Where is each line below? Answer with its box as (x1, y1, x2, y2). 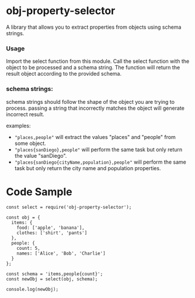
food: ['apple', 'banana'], (16, 225, 85, 231)
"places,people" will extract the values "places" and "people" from (14, 133, 176, 140)
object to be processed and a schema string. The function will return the (6, 64, 180, 71)
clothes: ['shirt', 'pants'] (16, 230, 88, 236)
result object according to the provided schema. (6, 70, 122, 77)
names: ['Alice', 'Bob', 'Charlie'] (16, 250, 106, 256)
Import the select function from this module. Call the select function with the (6, 57, 190, 65)
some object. (14, 140, 47, 147)
